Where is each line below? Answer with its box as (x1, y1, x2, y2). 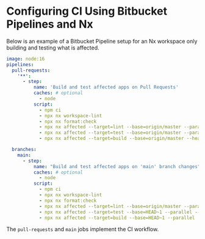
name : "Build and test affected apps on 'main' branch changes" (33, 163, 201, 169)
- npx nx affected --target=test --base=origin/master (38, 130, 182, 136)
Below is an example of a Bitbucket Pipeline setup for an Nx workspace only (6, 37, 198, 45)
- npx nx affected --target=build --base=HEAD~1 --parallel (38, 215, 195, 221)
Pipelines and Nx (6, 17, 93, 31)
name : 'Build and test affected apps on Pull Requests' (33, 84, 179, 90)
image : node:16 (6, 56, 45, 62)
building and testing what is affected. (6, 44, 99, 51)
